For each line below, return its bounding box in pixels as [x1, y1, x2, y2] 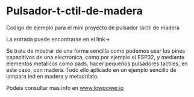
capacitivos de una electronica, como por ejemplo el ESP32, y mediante [6, 53, 185, 60]
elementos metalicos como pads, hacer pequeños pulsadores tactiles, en [6, 60, 188, 67]
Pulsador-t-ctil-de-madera [6, 4, 143, 18]
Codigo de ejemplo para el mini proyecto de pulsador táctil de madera [6, 24, 180, 31]
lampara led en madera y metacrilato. [6, 72, 99, 80]
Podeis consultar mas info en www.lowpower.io [6, 84, 124, 91]
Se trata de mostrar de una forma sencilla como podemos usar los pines [6, 47, 186, 54]
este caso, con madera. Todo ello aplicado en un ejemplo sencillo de [6, 66, 177, 73]
